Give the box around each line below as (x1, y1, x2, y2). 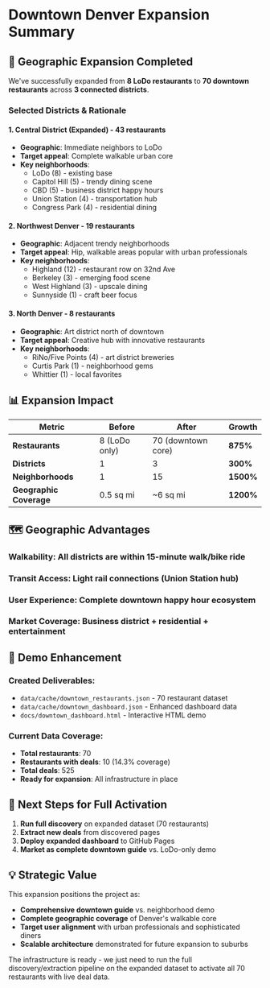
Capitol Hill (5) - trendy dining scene (31, 177, 153, 187)
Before (108, 421, 135, 432)
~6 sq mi (152, 490, 186, 501)
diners (19, 931, 42, 940)
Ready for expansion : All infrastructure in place (19, 775, 178, 784)
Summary (8, 23, 75, 41)
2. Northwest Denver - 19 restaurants (8, 221, 135, 230)
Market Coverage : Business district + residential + (8, 616, 209, 627)
